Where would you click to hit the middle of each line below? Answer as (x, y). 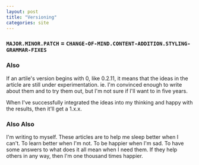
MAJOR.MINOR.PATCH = (36, 43)
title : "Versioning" (32, 17)
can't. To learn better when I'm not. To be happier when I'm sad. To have (95, 143)
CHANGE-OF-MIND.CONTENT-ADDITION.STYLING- (129, 44)
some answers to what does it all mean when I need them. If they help (92, 150)
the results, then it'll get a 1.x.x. (44, 109)
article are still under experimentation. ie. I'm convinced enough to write (94, 84)
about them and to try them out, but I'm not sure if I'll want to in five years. (97, 91)
